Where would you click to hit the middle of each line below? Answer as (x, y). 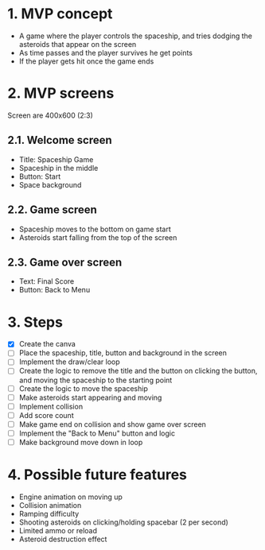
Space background (50, 184)
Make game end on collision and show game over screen (112, 424)
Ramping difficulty (49, 513)
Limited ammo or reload (58, 530)
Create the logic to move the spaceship (83, 388)
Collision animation (50, 505)
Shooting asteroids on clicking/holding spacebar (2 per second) (123, 522)
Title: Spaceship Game (56, 159)
